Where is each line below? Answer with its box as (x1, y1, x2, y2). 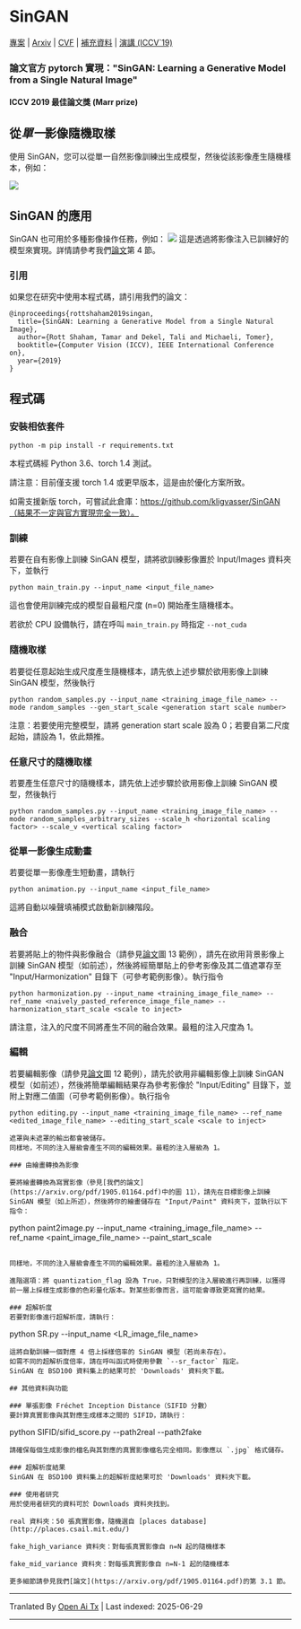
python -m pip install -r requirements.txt (9, 442, 175, 451)
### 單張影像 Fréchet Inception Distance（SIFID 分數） (9, 1401, 211, 1410)
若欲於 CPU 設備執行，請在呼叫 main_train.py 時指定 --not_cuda (9, 619, 247, 630)
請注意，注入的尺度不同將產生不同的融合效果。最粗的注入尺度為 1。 (9, 1021, 258, 1032)
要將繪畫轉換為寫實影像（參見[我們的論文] (9, 1178, 145, 1187)
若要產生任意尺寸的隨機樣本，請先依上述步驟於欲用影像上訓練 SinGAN (9, 777, 268, 788)
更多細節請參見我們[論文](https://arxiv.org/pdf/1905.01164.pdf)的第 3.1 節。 (9, 1577, 290, 1586)
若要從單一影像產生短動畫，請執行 (9, 867, 135, 878)
